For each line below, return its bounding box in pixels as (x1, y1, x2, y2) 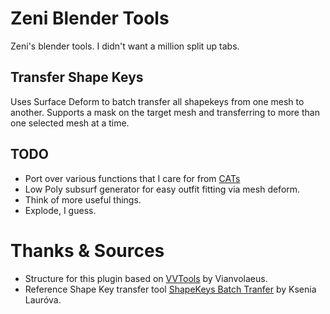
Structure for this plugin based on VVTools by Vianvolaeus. (24, 272, 268, 284)
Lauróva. (24, 293, 62, 306)
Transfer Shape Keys (10, 69, 144, 86)
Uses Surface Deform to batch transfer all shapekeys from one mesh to (10, 95, 305, 107)
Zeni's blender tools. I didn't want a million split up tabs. (10, 40, 240, 52)
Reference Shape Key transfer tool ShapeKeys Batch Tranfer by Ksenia (24, 283, 317, 295)
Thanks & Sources (10, 239, 165, 262)
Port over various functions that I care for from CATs (24, 172, 241, 184)
